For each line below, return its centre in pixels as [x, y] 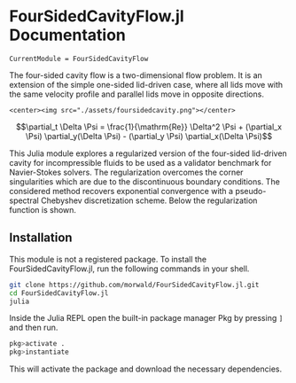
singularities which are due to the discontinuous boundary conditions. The [145, 181]
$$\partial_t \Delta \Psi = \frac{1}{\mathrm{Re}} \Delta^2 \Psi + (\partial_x [149, 127]
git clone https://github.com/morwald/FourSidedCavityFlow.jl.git [134, 285]
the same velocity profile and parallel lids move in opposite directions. [136, 94]
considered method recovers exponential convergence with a [121, 191]
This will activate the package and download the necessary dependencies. [145, 369]
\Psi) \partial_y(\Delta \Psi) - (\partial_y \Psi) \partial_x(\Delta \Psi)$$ [149, 136]
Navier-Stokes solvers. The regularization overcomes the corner [126, 172]
